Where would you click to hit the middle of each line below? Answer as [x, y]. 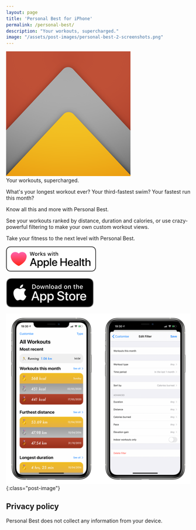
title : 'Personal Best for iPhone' [49, 18]
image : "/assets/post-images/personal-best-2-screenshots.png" [85, 37]
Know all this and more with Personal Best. [58, 210]
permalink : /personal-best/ [40, 25]
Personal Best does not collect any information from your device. [84, 521]
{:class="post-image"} [33, 488]
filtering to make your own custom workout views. [89, 227]
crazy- [180, 221]
